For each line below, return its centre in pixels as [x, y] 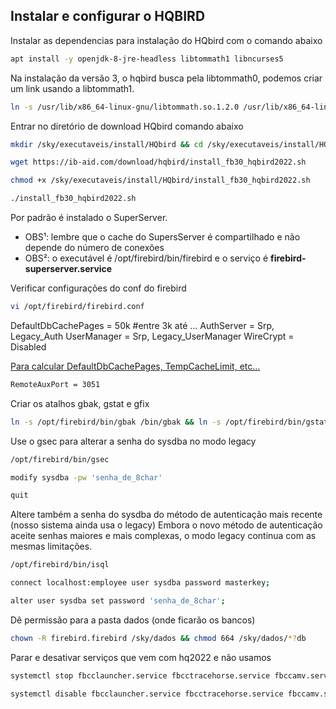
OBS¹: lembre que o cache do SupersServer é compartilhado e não [162, 237]
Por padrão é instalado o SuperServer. [89, 218]
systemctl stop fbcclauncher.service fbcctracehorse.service [140, 675]
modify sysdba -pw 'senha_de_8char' [86, 477]
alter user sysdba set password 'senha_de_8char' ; [118, 601]
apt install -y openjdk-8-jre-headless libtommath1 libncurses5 [147, 59]
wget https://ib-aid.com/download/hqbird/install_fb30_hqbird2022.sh [158, 162]
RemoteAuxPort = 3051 [55, 384]
